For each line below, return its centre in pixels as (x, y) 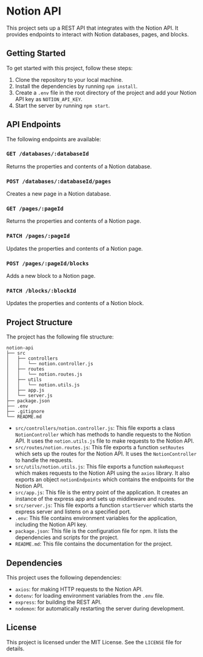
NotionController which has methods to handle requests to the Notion (103, 435)
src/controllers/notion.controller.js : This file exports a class (95, 428)
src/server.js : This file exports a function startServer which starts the (104, 505)
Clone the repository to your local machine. (69, 79)
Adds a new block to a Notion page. (51, 276)
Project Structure (39, 322)
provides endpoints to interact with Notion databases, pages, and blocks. (98, 34)
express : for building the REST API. (58, 602)
